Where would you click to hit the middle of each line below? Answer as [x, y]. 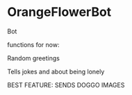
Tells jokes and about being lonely [56, 71]
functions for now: [33, 44]
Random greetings [34, 58]
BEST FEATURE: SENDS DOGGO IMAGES [66, 85]
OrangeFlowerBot [59, 12]
